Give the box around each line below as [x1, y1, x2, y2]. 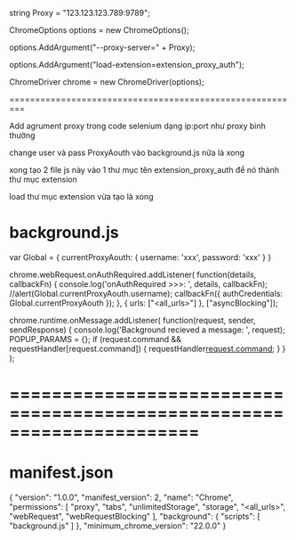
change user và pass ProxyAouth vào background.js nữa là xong [9, 147, 245, 158]
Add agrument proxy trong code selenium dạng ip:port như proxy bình [9, 120, 267, 131]
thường [9, 130, 36, 141]
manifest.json [9, 462, 114, 483]
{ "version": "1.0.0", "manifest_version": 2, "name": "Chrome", [9, 492, 234, 503]
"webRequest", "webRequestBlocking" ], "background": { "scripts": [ [9, 511, 260, 522]
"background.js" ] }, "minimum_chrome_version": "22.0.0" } [9, 520, 227, 531]
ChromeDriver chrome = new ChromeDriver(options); [9, 77, 204, 87]
